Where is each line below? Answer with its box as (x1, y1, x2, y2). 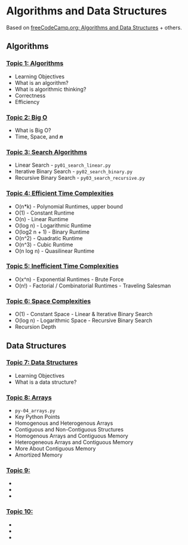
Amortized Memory (14, 451, 63, 458)
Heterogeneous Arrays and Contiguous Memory (14, 439, 134, 446)
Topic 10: (6, 507, 33, 516)
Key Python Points (14, 414, 60, 421)
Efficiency (14, 98, 40, 105)
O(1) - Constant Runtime (14, 209, 75, 216)
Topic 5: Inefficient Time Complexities (6, 262, 119, 270)
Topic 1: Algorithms (6, 59, 64, 68)
